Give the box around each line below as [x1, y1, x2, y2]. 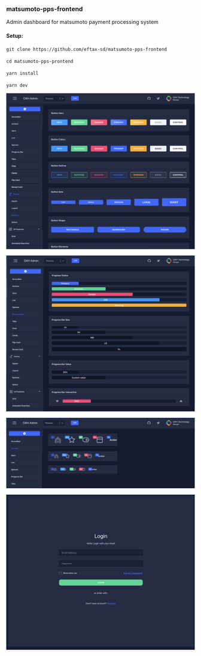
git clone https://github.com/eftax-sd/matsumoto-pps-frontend [6, 46, 167, 52]
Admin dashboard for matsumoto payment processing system [6, 19, 159, 26]
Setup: [6, 32, 23, 39]
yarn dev [6, 82, 28, 88]
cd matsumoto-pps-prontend [6, 58, 74, 64]
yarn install [6, 70, 39, 76]
